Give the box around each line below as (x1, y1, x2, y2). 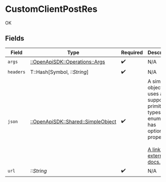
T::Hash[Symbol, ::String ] (30, 68, 89, 75)
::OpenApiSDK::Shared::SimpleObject (30, 118, 117, 125)
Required (121, 49, 143, 56)
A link (147, 146, 161, 153)
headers (7, 69, 26, 75)
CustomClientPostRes (5, 3, 98, 15)
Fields (5, 34, 25, 43)
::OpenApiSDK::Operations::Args (30, 59, 105, 65)
